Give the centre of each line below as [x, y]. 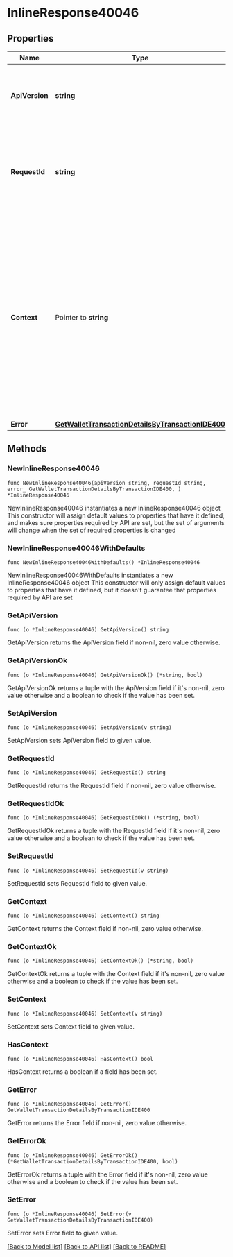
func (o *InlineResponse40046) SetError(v [69, 1214]
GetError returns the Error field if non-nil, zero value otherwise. [97, 1123]
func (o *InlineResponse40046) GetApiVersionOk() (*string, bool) [105, 675]
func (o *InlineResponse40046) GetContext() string [83, 916]
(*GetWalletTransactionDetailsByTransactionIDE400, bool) [93, 1161]
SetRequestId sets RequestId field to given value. [77, 883]
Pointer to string [82, 317]
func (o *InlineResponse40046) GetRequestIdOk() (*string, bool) [103, 818]
